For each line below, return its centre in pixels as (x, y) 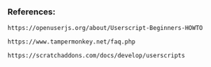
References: (32, 12)
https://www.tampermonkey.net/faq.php (71, 42)
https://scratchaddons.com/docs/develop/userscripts (96, 56)
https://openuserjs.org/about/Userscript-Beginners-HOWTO (105, 28)
